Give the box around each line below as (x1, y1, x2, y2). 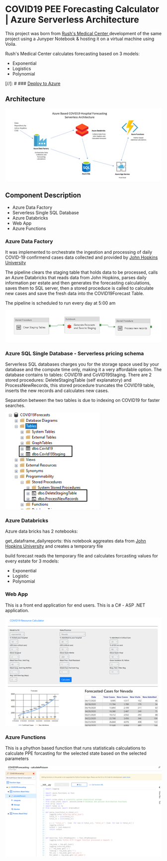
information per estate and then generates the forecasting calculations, (5, 280, 151, 286)
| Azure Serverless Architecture (5, 14, 139, 25)
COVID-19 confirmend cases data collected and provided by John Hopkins (5, 254, 158, 260)
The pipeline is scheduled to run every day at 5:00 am (5, 300, 116, 306)
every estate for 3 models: (5, 558, 59, 564)
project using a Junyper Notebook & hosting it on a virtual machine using (5, 36, 155, 42)
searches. (5, 402, 26, 408)
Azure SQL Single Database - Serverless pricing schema (5, 350, 144, 357)
